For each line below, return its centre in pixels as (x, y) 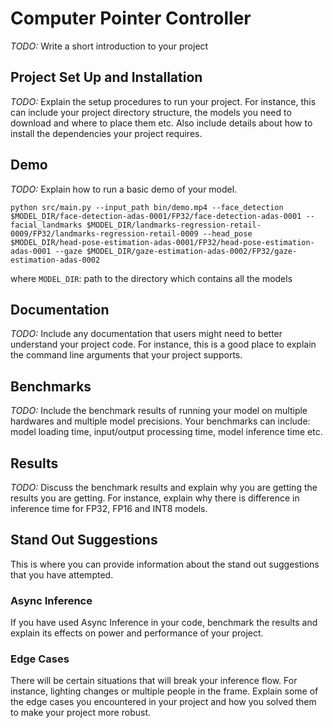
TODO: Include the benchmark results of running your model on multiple (159, 411)
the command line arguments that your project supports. (126, 355)
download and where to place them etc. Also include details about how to (161, 123)
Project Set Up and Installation (106, 77)
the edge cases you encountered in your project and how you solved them (163, 702)
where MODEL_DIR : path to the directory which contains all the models (151, 278)
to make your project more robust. (80, 713)
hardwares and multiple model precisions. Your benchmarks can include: (160, 421)
